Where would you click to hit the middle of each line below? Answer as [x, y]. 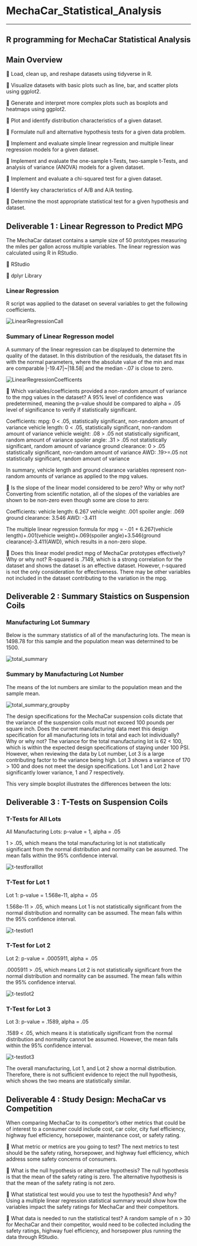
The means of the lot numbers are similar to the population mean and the [94, 687]
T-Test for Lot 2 [28, 946]
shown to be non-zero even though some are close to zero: [78, 500]
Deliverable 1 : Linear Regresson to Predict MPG [95, 226]
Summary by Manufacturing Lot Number [65, 674]
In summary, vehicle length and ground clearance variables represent [90, 470]
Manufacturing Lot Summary [48, 622]
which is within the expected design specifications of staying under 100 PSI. [98, 747]
